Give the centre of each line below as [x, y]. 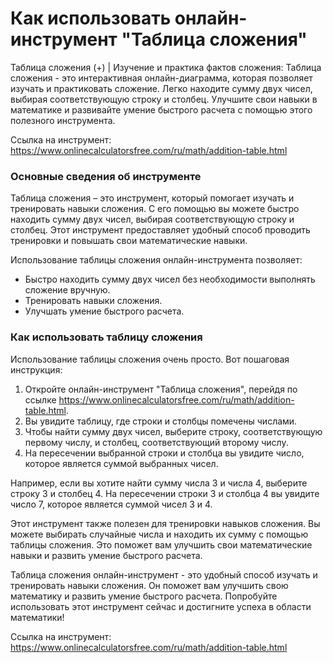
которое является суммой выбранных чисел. [121, 463]
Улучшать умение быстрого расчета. [104, 311]
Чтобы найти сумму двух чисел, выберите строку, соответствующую [173, 431]
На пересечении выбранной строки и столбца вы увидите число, [164, 453]
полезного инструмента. [63, 120]
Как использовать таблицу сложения [106, 337]
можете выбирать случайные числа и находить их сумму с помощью [159, 534]
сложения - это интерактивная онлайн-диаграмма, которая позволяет [161, 78]
